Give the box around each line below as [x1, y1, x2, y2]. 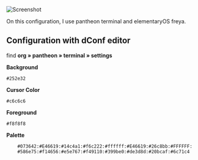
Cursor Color [6, 86, 40, 93]
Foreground [6, 109, 37, 116]
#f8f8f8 [6, 120, 26, 127]
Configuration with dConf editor [6, 36, 131, 46]
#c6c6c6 [6, 98, 26, 104]
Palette [6, 131, 25, 139]
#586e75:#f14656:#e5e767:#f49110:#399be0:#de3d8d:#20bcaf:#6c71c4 [17, 148, 190, 154]
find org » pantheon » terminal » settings [6, 51, 112, 59]
